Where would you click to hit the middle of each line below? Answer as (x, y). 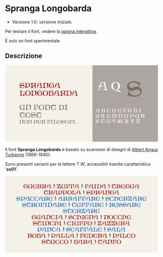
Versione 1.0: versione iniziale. (42, 22)
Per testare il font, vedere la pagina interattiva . (51, 31)
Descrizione (24, 56)
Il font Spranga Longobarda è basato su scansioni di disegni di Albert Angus (81, 149)
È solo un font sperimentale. (33, 41)
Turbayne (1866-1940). (28, 154)
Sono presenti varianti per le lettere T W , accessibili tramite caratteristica (78, 164)
